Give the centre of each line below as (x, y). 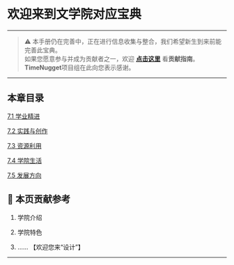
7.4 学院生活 (25, 160)
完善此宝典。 (42, 50)
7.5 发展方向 (24, 175)
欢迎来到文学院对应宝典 (75, 14)
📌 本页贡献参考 (39, 199)
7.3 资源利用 (24, 145)
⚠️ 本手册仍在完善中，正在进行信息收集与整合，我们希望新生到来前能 (123, 41)
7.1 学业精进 (24, 116)
